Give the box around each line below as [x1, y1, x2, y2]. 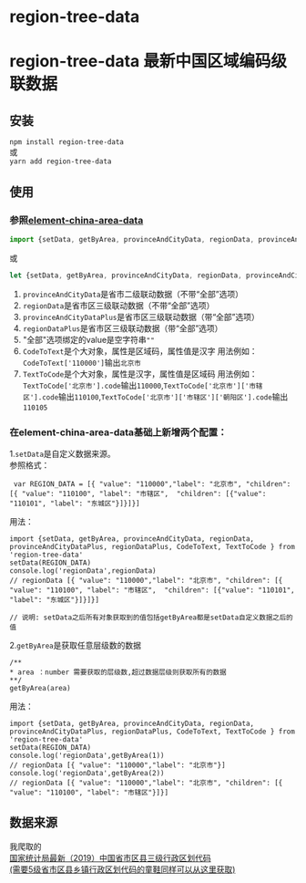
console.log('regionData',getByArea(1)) [9, 751, 166, 760]
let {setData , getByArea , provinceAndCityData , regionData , [9, 271, 243, 280]
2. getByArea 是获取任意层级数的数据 [9, 639, 142, 650]
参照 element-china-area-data [9, 213, 144, 226]
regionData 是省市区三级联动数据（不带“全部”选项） [22, 299, 215, 311]
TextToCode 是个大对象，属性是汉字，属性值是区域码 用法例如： [22, 368, 258, 379]
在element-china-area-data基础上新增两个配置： [9, 426, 228, 439]
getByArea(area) [9, 683, 71, 692]
